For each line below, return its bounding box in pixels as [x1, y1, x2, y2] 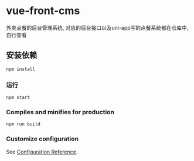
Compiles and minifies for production [6, 108, 114, 116]
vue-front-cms [6, 4, 80, 18]
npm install [6, 66, 35, 72]
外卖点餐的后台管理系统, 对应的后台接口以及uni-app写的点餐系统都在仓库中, [6, 24, 189, 31]
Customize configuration [6, 135, 79, 143]
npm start [6, 95, 30, 101]
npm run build [6, 121, 41, 127]
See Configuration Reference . [6, 148, 78, 155]
